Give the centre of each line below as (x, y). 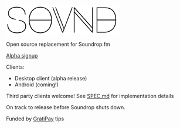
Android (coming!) (36, 85)
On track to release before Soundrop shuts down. (66, 107)
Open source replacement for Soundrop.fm (58, 44)
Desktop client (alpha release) (51, 78)
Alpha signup (22, 55)
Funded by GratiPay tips (35, 119)
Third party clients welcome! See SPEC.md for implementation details (90, 96)
